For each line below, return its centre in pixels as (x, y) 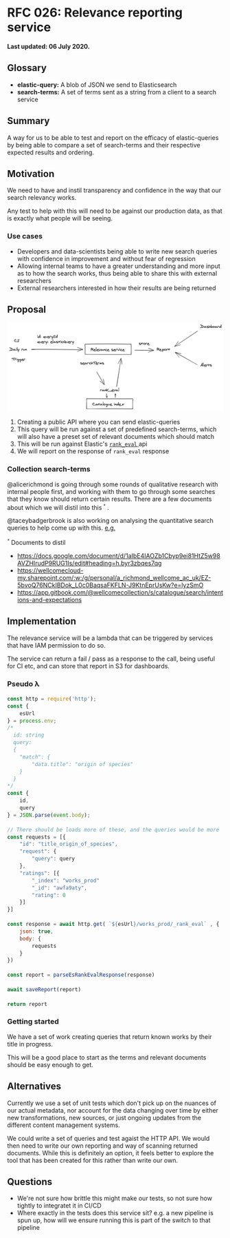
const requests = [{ (37, 837)
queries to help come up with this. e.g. (61, 528)
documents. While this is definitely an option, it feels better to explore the (111, 1153)
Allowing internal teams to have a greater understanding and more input (119, 266)
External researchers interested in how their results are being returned (116, 288)
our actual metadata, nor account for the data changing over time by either (113, 1110)
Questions (30, 1182)
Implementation (42, 621)
